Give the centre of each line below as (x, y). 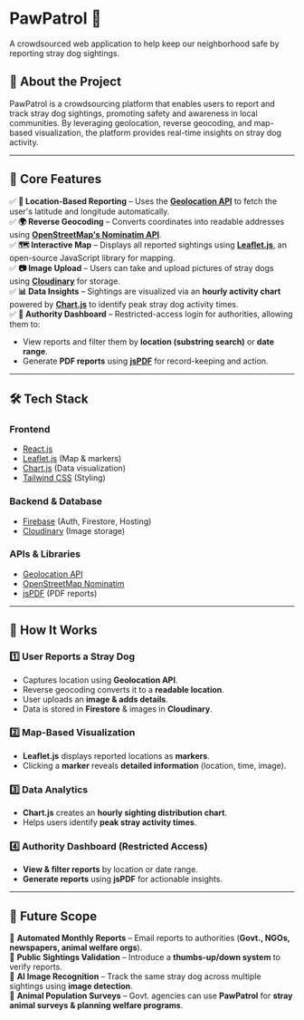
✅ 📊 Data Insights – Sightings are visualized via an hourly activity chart (145, 291)
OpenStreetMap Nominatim (73, 583)
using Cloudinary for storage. (65, 281)
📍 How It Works (53, 631)
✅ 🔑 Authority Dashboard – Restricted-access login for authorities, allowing (151, 314)
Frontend (30, 429)
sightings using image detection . (71, 986)
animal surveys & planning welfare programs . (96, 1005)
